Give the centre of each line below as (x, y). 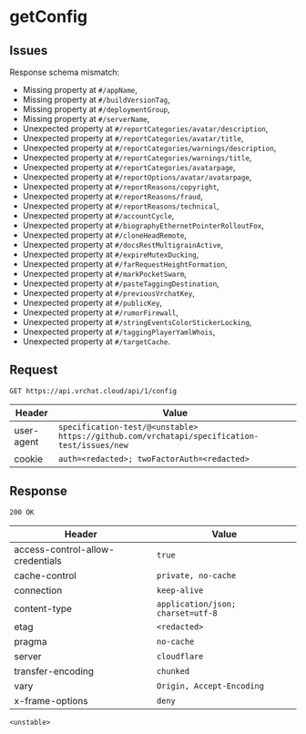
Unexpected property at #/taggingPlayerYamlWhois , (119, 331)
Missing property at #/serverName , (86, 119)
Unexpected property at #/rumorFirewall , (101, 312)
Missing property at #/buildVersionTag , (96, 99)
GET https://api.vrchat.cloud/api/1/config (93, 391)
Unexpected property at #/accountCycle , (98, 215)
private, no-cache (196, 575)
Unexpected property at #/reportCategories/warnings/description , (149, 148)
